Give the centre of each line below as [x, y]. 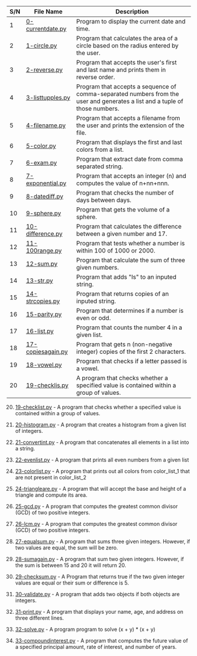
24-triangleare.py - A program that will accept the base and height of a [101, 489]
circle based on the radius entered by [127, 45]
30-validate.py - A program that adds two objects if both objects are [97, 594]
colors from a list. [100, 150]
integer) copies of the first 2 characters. [131, 352]
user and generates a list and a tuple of [130, 101]
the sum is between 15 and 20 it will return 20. [70, 565]
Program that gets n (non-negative [124, 344]
